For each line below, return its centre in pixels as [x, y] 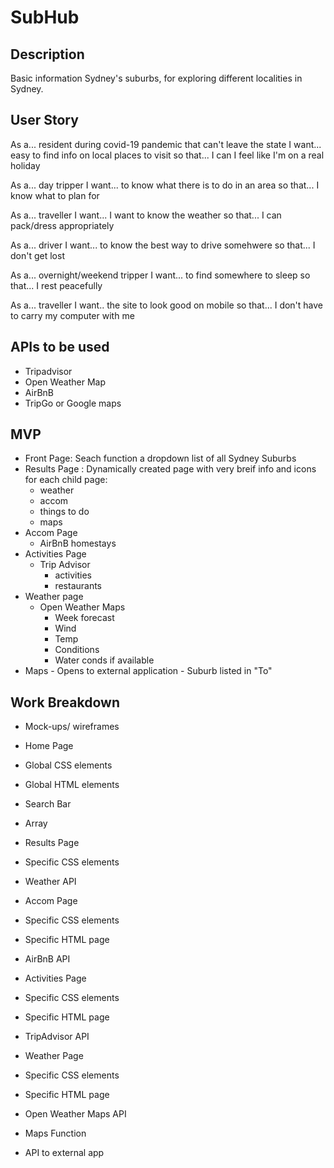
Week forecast [84, 618]
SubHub [45, 17]
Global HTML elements [72, 785]
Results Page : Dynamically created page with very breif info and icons [170, 469]
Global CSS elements [68, 765]
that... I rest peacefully [56, 285]
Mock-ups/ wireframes [72, 727]
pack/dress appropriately [62, 225]
